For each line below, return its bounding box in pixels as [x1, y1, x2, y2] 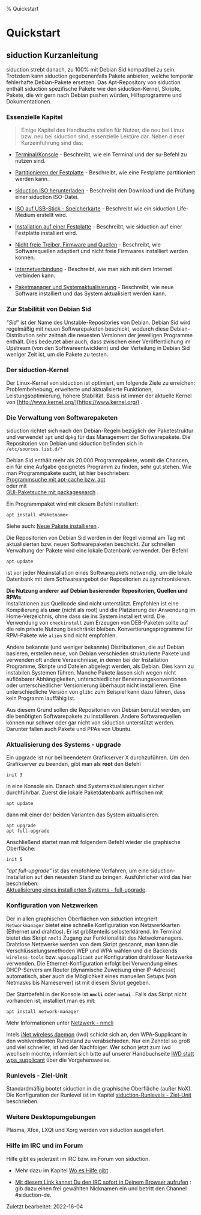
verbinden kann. [14, 272, 56, 279]
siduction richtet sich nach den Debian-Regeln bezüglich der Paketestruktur [6, 427, 194, 435]
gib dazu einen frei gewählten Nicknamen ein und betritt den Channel [14, 1184, 187, 1192]
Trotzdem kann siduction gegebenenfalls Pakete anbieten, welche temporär [6, 72, 194, 79]
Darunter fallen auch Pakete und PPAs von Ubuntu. [6, 726, 132, 733]
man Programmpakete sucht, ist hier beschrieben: [6, 470, 130, 477]
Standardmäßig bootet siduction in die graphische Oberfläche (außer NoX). [6, 1085, 192, 1092]
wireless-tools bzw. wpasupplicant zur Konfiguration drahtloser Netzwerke [6, 953, 193, 961]
